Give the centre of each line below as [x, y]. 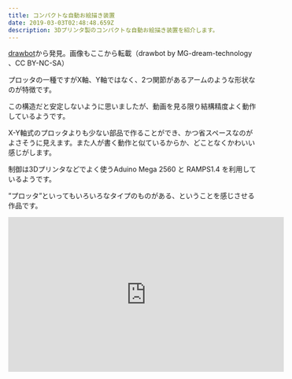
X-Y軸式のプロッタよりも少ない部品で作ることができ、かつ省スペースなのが [131, 133]
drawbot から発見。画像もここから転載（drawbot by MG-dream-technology [130, 53]
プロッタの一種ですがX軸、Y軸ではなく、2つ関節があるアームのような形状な [132, 80]
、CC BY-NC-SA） [39, 63]
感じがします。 [32, 153]
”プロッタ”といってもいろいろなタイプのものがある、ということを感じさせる [131, 196]
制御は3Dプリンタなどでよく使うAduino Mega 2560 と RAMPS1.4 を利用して [132, 169]
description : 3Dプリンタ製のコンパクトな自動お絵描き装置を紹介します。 [113, 30]
